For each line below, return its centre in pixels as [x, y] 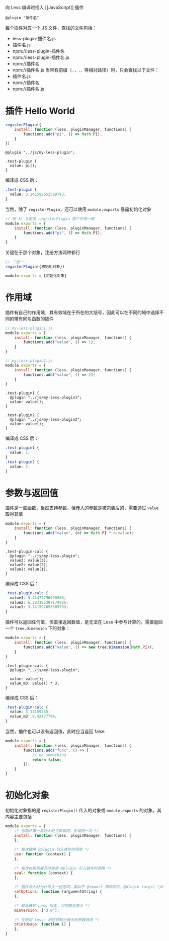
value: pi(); [23, 166]
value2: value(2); [29, 565]
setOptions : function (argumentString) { [58, 892]
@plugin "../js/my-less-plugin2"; [46, 420]
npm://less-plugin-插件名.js [41, 57]
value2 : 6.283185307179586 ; [39, 602]
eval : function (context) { [44, 873]
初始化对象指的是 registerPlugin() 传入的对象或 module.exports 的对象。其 [83, 810]
